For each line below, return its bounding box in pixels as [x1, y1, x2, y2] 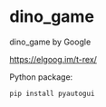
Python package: [9, 71, 73, 83]
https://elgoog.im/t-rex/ [9, 53, 98, 64]
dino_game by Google [9, 36, 92, 47]
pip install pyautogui [9, 89, 95, 98]
